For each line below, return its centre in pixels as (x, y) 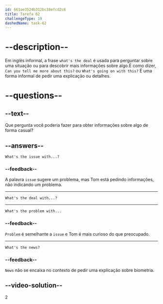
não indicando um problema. (34, 185)
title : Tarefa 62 (23, 14)
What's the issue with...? (32, 157)
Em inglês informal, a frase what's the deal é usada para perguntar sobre (79, 61)
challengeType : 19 (24, 18)
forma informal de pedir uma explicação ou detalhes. (58, 76)
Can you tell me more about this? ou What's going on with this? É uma (79, 71)
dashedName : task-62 (26, 23)
